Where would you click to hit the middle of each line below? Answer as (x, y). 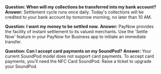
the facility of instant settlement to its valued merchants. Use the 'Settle (76, 31)
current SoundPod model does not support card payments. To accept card (80, 56)
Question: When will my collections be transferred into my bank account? (81, 7)
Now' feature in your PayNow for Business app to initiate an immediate (76, 37)
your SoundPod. (21, 66)
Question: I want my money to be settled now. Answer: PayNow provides (80, 26)
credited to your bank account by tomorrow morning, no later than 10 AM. (79, 17)
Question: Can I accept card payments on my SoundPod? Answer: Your (78, 51)
